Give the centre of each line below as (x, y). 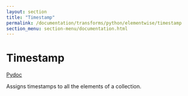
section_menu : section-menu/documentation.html (67, 28)
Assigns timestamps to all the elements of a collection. (74, 86)
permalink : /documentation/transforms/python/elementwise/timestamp (94, 23)
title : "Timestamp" (31, 17)
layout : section (27, 12)
